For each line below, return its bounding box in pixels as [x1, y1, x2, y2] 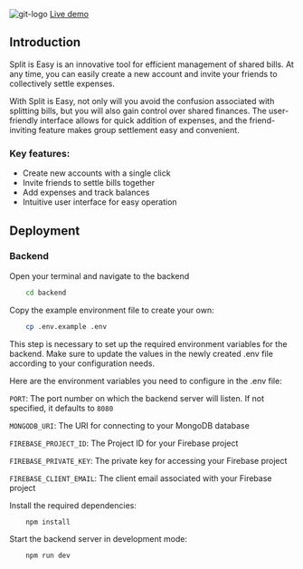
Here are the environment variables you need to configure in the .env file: [9, 375, 282, 386]
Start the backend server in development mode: [9, 534, 188, 545]
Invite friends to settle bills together [22, 178, 156, 188]
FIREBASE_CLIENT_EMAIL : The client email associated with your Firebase [9, 472, 272, 484]
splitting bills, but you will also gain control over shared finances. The [9, 105, 267, 116]
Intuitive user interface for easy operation [22, 197, 178, 207]
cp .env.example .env [25, 322, 107, 331]
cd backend [25, 288, 67, 297]
